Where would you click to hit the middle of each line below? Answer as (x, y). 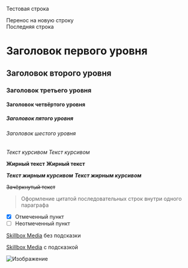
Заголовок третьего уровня (49, 90)
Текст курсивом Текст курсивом (48, 152)
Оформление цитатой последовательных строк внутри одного (101, 198)
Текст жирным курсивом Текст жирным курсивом (74, 175)
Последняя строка (30, 27)
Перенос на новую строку (40, 20)
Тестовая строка (28, 9)
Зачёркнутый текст (31, 187)
